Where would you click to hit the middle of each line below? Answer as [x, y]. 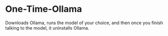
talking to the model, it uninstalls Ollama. [47, 28]
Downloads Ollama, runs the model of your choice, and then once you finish [84, 23]
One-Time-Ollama [44, 9]
